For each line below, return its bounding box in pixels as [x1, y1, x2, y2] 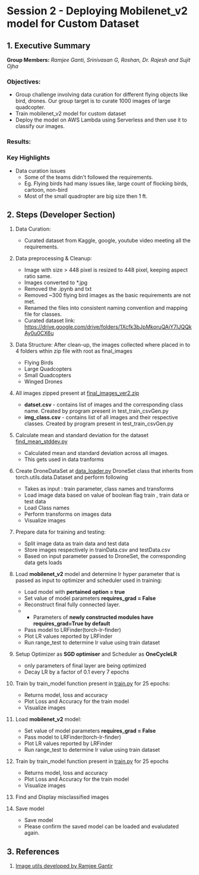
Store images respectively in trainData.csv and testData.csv [24, 546, 171, 553]
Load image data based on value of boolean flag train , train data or [24, 491, 189, 499]
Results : [7, 138, 31, 146]
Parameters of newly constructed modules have [33, 614, 154, 621]
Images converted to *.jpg [24, 279, 88, 287]
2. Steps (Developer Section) [7, 210, 115, 220]
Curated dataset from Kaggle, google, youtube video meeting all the [24, 237, 191, 244]
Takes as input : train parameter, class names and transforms [24, 485, 174, 493]
